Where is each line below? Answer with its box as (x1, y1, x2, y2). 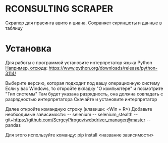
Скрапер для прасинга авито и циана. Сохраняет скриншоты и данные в (5, 20, 162, 26)
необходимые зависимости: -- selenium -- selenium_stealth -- (5, 111, 138, 117)
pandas (5, 122, 21, 128)
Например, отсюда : (5, 65, 48, 71)
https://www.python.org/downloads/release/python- (48, 65, 158, 71)
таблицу (5, 25, 23, 31)
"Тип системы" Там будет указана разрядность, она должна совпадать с (5, 90, 163, 97)
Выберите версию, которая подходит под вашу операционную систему (5, 80, 160, 86)
